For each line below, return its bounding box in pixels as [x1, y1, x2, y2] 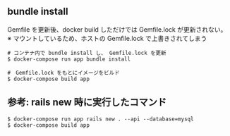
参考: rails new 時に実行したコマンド [7, 97, 167, 109]
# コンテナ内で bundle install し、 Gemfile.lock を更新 [7, 49, 167, 56]
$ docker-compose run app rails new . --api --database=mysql [7, 116, 194, 123]
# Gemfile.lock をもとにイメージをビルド [7, 69, 120, 76]
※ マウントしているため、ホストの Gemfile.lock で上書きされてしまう [7, 34, 207, 42]
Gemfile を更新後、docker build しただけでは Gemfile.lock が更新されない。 [7, 25, 227, 34]
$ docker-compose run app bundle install [7, 56, 131, 63]
